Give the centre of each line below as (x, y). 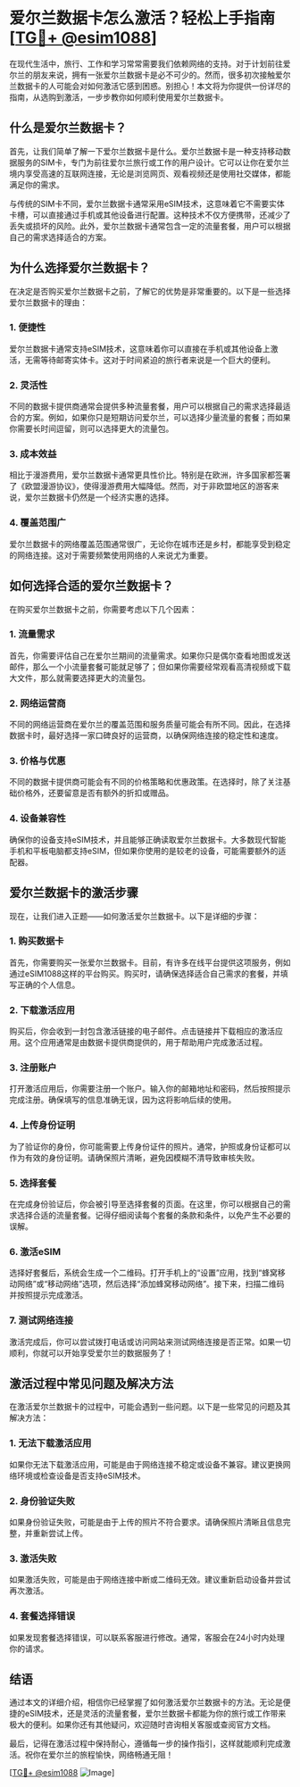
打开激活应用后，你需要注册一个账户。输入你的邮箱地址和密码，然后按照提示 (150, 1089)
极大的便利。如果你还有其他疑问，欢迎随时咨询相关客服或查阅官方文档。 (142, 1725)
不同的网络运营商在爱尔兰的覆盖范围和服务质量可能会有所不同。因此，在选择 (150, 725)
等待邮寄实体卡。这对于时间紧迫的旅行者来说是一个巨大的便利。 (157, 360)
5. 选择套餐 (33, 1183)
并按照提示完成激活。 (48, 1295)
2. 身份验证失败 (42, 1500)
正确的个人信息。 (48, 985)
